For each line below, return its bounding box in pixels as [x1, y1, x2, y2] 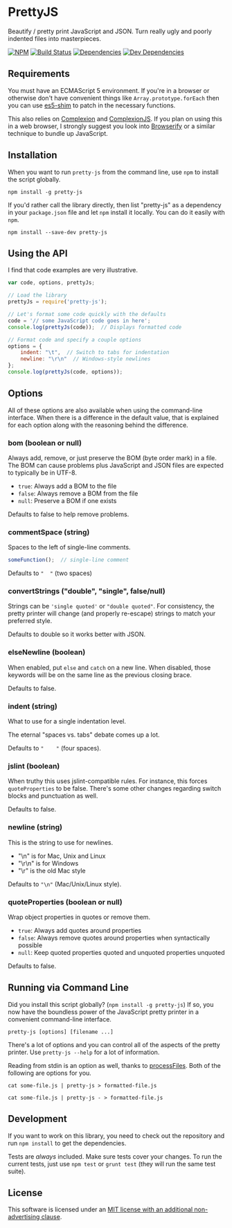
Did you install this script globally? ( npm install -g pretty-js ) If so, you [8, 1000, 214, 1008]
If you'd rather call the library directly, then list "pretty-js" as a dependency [8, 200, 222, 209]
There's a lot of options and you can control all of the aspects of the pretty [8, 1040, 220, 1049]
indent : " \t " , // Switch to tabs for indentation [20, 349, 170, 356]
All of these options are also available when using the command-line [8, 406, 203, 414]
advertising [8, 1213, 40, 1221]
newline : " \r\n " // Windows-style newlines [20, 356, 151, 362]
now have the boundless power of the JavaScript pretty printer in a [8, 1008, 199, 1016]
